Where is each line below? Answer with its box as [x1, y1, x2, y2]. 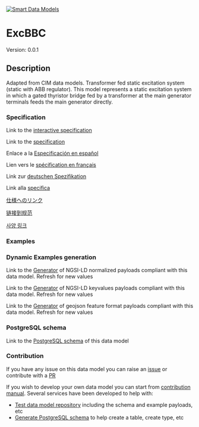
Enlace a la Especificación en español [6, 149, 99, 157]
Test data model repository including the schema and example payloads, [14, 401, 193, 408]
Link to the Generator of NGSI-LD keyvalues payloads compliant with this [6, 285, 185, 292]
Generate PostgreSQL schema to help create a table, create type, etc [14, 414, 184, 421]
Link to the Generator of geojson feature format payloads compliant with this [6, 303, 194, 310]
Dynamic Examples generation [6, 253, 97, 261]
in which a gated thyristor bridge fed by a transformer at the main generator [6, 92, 192, 99]
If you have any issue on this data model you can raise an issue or [6, 365, 168, 372]
